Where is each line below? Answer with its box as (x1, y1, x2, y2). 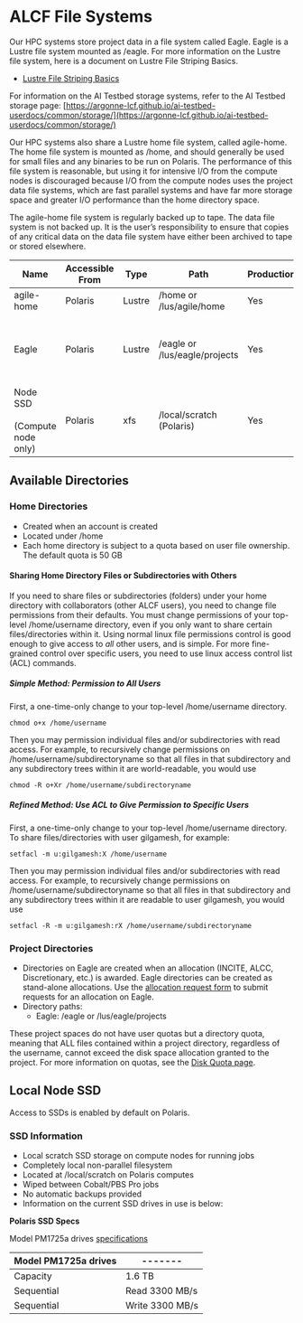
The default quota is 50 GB (22, 549, 124, 560)
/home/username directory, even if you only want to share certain (28, 619, 272, 630)
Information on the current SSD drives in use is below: (22, 1198, 224, 1209)
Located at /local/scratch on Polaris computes (22, 1169, 194, 1180)
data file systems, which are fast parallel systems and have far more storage (9, 184, 293, 195)
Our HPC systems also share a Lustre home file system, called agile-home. (9, 136, 288, 147)
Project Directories (9, 942, 94, 954)
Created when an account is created (22, 521, 158, 531)
